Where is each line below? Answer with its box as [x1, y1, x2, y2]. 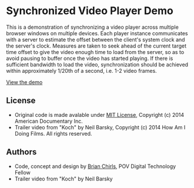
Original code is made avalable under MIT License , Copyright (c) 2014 [14, 111, 185, 118]
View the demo [6, 78, 43, 86]
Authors [6, 147, 37, 157]
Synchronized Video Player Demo [6, 4, 173, 18]
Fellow [14, 169, 31, 176]
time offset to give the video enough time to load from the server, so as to [6, 48, 185, 55]
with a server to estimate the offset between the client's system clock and [6, 36, 185, 43]
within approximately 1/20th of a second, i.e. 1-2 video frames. [6, 67, 157, 74]
